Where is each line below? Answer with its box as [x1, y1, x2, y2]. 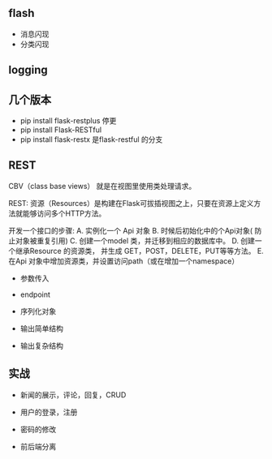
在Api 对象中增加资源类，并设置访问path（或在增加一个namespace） [8, 255, 240, 266]
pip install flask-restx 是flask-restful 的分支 [19, 135, 163, 144]
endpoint [19, 290, 51, 299]
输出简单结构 [19, 324, 63, 333]
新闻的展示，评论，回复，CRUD [19, 389, 127, 400]
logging [8, 63, 49, 77]
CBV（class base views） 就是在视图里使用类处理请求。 [8, 181, 196, 191]
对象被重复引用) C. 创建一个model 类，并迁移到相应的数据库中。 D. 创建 [15, 235, 256, 246]
